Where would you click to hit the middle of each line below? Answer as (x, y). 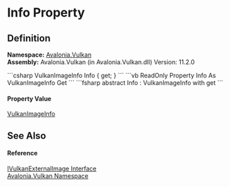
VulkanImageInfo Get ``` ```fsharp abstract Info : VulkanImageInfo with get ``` (115, 83)
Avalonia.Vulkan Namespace (48, 176)
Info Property (46, 13)
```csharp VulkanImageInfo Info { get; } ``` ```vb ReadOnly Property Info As (112, 75)
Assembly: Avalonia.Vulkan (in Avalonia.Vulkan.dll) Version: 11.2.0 (101, 62)
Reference (22, 153)
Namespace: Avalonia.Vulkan (49, 55)
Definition (29, 38)
